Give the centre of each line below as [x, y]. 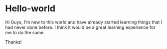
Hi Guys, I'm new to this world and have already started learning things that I [84, 22]
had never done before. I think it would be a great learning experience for [80, 27]
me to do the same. [25, 32]
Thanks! [13, 42]
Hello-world [30, 9]
